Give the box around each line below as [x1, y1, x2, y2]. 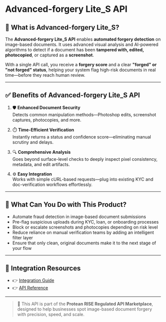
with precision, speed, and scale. [17, 312, 85, 318]
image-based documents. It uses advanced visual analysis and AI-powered [5, 42, 159, 47]
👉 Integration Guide [12, 277, 54, 283]
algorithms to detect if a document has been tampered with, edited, [5, 47, 144, 52]
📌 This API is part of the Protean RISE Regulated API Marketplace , [17, 301, 153, 307]
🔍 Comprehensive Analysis [12, 149, 71, 155]
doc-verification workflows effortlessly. [12, 182, 93, 187]
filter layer [12, 234, 33, 240]
